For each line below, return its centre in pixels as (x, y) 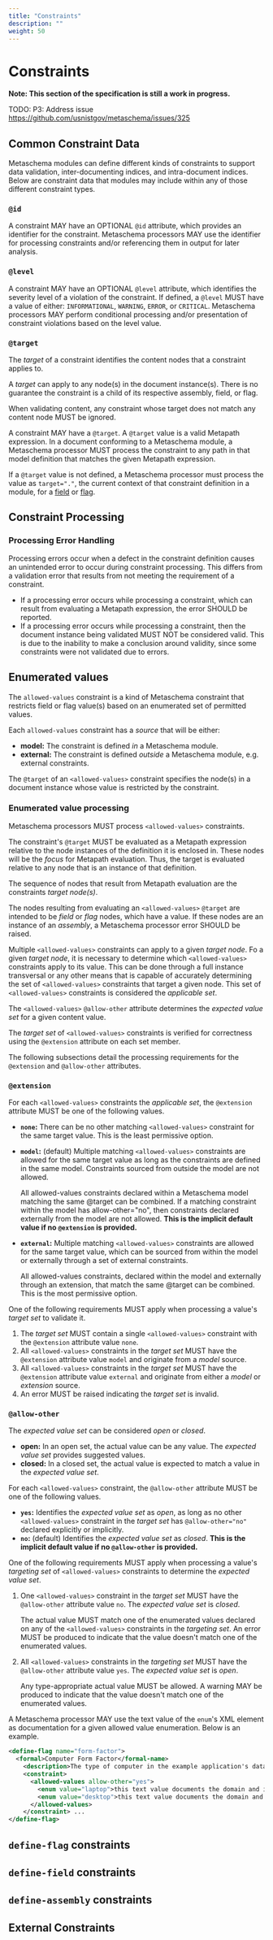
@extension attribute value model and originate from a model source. (133, 1360)
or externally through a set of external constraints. (104, 1261)
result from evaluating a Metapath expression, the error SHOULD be (134, 608)
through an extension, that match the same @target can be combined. (137, 1285)
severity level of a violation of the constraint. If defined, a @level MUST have (136, 297)
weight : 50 (27, 31)
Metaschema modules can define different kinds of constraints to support (132, 163)
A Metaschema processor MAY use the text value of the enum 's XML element (136, 1719)
